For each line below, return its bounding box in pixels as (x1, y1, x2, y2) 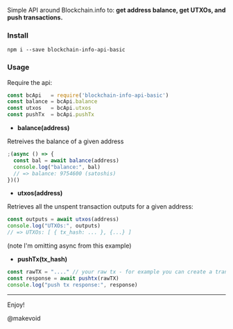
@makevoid (7, 314, 41, 322)
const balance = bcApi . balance (7, 98, 98, 105)
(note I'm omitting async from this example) (7, 241, 132, 250)
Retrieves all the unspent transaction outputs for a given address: (7, 202, 194, 211)
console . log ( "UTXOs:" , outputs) (7, 223, 101, 230)
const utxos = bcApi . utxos (7, 104, 92, 112)
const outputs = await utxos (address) (7, 216, 119, 223)
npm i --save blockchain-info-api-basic (7, 47, 126, 54)
